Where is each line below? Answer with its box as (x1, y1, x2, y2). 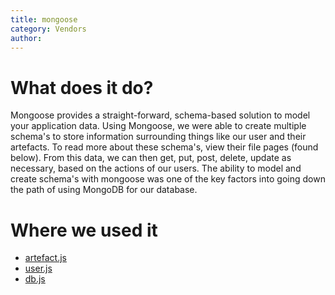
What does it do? (10, 76, 154, 99)
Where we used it (10, 219, 158, 241)
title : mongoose (10, 14, 78, 25)
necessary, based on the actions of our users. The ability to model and (10, 162, 302, 175)
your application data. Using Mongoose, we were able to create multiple (10, 120, 307, 132)
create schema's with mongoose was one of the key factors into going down (10, 173, 326, 185)
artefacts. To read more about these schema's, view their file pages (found (10, 141, 319, 153)
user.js (24, 262, 53, 275)
